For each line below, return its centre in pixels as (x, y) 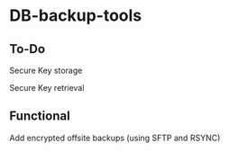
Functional (40, 116)
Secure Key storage (46, 70)
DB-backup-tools (76, 16)
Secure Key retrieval (47, 88)
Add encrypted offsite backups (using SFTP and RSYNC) (115, 138)
